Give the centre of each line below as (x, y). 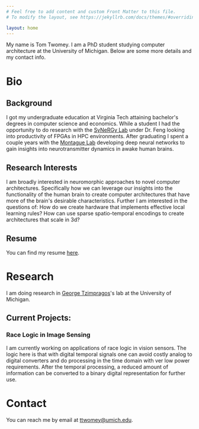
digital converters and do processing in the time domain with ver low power (98, 360)
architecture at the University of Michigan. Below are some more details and (99, 51)
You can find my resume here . (43, 252)
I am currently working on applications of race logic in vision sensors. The (96, 348)
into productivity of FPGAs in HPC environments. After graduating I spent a (97, 136)
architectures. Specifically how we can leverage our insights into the (89, 188)
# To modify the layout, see (42, 17)
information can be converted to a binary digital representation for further (96, 373)
